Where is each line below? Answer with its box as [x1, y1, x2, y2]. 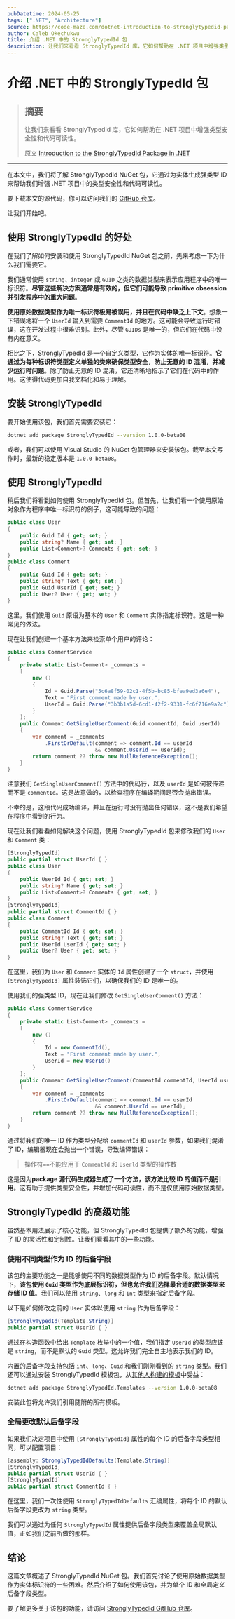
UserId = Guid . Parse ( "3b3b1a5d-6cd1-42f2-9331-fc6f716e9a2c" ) [44, 701, 230, 708]
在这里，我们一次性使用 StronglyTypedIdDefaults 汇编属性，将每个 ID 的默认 [7, 1497, 227, 1505]
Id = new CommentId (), [44, 1044, 111, 1052]
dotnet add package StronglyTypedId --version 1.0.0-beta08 [7, 431, 187, 438]
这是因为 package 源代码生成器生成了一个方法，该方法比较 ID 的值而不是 [7, 1174, 215, 1183]
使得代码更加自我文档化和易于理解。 [25, 375, 130, 383]
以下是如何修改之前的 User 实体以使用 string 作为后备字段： [7, 1303, 180, 1312]
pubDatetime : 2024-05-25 [7, 10, 80, 18]
